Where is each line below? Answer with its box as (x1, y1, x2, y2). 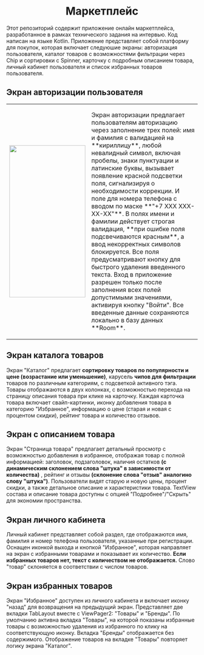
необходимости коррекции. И (91, 187, 180, 195)
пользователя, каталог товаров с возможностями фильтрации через (6, 50, 185, 57)
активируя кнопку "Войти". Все (91, 300, 184, 309)
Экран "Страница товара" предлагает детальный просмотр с (6, 445, 166, 452)
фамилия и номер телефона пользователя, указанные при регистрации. (6, 537, 194, 545)
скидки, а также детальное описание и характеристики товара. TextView (6, 484, 196, 491)
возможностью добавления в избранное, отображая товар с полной (6, 452, 185, 459)
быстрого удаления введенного (91, 263, 185, 271)
